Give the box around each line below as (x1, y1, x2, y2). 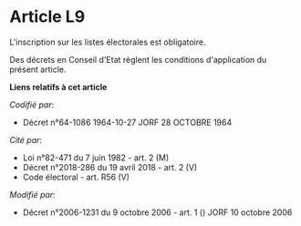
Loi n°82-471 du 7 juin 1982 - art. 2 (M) (22, 152, 170, 163)
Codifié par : (9, 98, 55, 110)
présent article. (9, 64, 67, 75)
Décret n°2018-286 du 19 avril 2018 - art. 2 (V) (22, 161, 198, 172)
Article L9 (9, 6, 86, 27)
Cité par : (9, 134, 43, 145)
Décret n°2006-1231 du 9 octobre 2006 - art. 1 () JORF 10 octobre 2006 (22, 207, 293, 218)
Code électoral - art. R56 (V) (22, 171, 130, 182)
